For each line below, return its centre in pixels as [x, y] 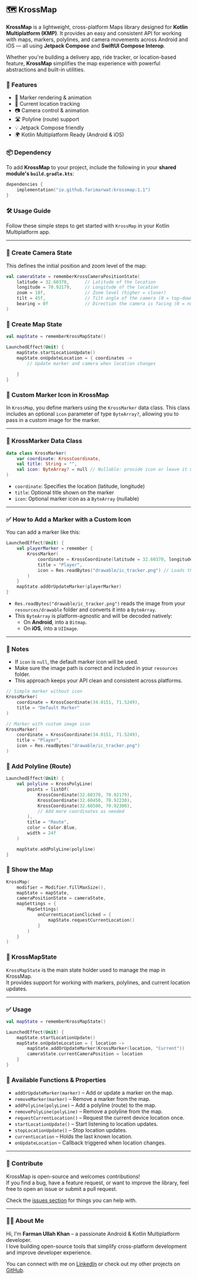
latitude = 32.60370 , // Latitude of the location [86, 282]
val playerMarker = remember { [55, 548]
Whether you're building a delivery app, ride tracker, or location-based [91, 57]
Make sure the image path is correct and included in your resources [96, 668]
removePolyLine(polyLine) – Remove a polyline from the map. [89, 1111]
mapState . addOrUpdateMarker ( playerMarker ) [69, 587]
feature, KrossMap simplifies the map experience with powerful [83, 63]
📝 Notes [18, 649]
